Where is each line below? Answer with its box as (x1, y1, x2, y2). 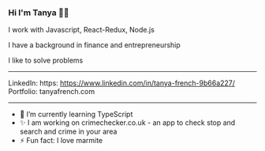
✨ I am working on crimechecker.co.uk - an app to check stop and (19, 118, 236, 127)
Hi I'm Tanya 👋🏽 (8, 7, 69, 18)
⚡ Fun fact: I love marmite (19, 136, 103, 145)
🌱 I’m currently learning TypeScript (19, 110, 133, 119)
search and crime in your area (19, 126, 118, 137)
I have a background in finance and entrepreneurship (8, 40, 181, 50)
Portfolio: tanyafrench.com (8, 87, 95, 96)
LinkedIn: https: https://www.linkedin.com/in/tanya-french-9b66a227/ (8, 78, 235, 88)
